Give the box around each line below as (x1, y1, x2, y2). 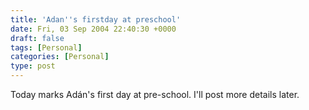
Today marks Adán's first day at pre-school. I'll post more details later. (10, 89, 300, 100)
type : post (10, 61, 56, 71)
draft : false (10, 33, 65, 43)
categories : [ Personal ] (10, 52, 110, 62)
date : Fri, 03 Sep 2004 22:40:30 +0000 (10, 24, 177, 34)
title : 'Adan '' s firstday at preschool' (10, 14, 182, 25)
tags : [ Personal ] (10, 42, 83, 53)
